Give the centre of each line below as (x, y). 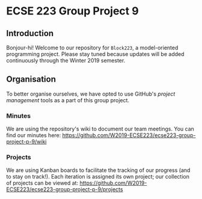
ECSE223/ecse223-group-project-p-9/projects (65, 189)
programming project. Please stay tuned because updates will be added (95, 54)
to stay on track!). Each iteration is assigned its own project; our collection (98, 177)
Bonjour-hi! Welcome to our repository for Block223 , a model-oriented (92, 47)
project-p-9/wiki (26, 142)
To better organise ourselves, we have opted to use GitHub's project (91, 94)
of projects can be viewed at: (42, 183)
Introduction (30, 33)
